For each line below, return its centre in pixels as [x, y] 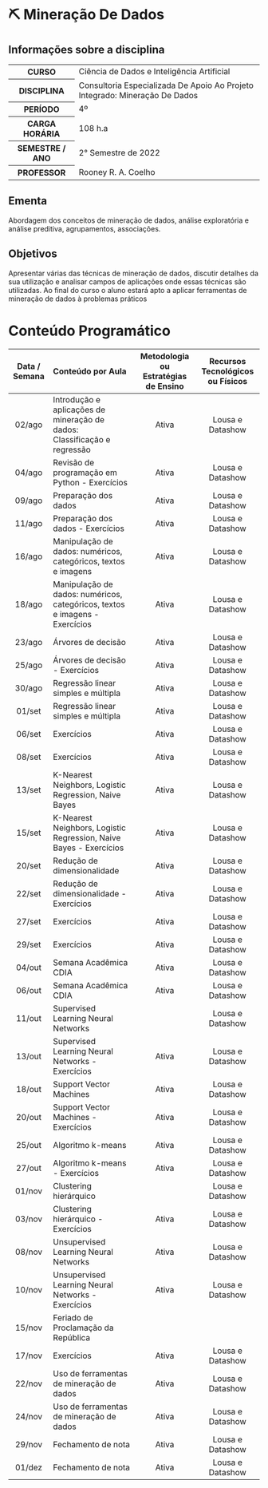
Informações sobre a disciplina [87, 49]
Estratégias [165, 376]
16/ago [29, 556]
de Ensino [165, 386]
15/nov [28, 1328]
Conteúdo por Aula [90, 371]
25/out [29, 1145]
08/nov [28, 1252]
